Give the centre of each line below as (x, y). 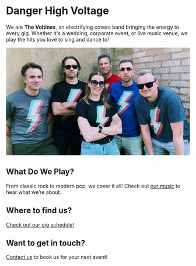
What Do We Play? (40, 172)
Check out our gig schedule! (40, 224)
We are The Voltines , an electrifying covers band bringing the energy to (93, 27)
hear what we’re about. (34, 192)
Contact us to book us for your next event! (57, 257)
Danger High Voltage (57, 11)
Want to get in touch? (46, 243)
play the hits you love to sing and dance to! (57, 39)
